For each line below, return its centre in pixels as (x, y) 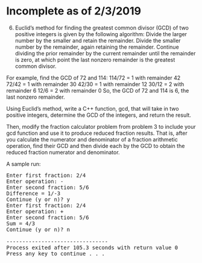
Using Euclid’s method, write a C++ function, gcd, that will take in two (93, 108)
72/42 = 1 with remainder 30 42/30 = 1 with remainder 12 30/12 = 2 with (95, 84)
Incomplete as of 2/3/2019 (74, 11)
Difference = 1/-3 (33, 193)
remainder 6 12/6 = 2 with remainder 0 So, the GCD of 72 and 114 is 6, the (98, 90)
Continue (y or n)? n (38, 229)
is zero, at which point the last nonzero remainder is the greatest (95, 60)
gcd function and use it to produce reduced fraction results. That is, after (97, 133)
